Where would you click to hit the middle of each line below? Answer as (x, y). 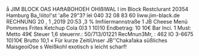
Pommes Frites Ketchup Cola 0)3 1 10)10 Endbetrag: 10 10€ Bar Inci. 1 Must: (99, 28)
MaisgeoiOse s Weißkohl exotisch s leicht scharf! (67, 47)
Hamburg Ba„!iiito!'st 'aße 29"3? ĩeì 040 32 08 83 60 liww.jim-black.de (93, 15)
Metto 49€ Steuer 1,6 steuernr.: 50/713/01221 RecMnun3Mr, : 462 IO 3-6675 (100, 34)
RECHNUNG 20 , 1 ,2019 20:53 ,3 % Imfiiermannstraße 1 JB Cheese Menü (97, 22)
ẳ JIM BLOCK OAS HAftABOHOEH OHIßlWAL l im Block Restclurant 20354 (97, 9)
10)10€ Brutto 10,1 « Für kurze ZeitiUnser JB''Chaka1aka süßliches (87, 40)
